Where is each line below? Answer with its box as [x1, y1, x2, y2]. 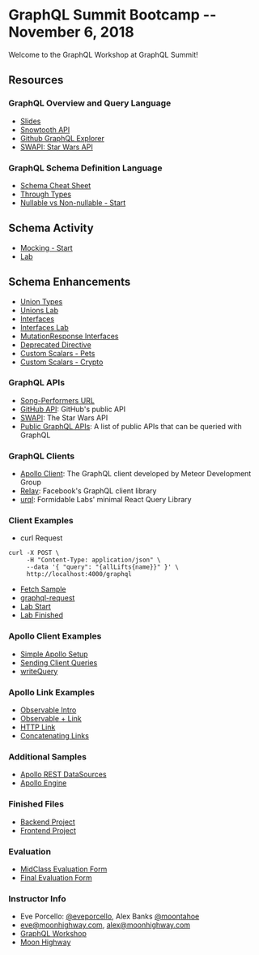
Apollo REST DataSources [19, 769, 107, 780]
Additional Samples [8, 751, 87, 762]
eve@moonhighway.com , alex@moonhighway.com [19, 920, 191, 930]
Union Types [19, 296, 63, 306]
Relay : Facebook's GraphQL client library [19, 486, 157, 496]
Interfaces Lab [19, 322, 69, 332]
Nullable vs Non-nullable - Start [19, 197, 126, 208]
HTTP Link [19, 722, 56, 732]
